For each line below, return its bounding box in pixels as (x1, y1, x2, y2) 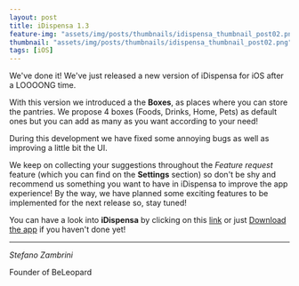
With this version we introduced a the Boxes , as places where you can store (9, 97, 288, 107)
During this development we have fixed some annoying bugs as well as (9, 133, 270, 144)
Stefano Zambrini (9, 250, 74, 260)
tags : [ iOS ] (9, 46, 53, 55)
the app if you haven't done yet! (9, 224, 126, 235)
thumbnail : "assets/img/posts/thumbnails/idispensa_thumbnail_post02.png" (9, 37, 293, 47)
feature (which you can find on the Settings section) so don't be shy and (9, 170, 277, 180)
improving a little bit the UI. (9, 143, 109, 154)
